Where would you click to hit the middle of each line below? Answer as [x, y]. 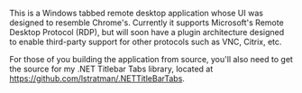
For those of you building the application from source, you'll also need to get [151, 59]
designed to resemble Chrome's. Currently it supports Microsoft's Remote [146, 23]
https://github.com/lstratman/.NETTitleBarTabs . [97, 79]
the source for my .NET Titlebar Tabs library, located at [111, 69]
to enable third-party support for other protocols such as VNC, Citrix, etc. [146, 42]
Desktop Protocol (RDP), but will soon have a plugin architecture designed [147, 32]
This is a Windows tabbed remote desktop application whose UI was [137, 13]
